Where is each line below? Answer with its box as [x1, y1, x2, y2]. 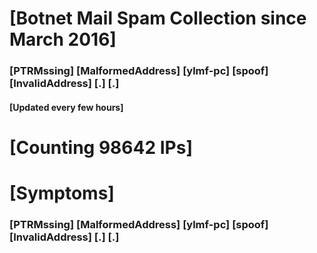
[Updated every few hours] [9, 101, 124, 113]
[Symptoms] [9, 182, 115, 205]
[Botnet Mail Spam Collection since [9, 7, 307, 30]
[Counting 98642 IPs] [9, 136, 193, 159]
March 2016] [9, 28, 117, 51]
